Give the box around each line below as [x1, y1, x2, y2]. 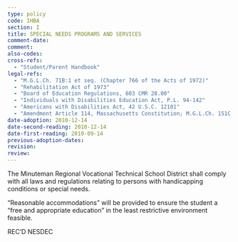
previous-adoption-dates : [7, 136, 84, 143]
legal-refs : [7, 70, 43, 77]
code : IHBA [7, 17, 40, 24]
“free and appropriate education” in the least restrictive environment [7, 206, 208, 214]
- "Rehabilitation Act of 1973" [14, 84, 110, 91]
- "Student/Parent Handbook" [14, 64, 100, 71]
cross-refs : [7, 57, 43, 64]
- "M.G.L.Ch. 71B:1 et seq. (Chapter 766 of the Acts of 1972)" [14, 76, 209, 84]
